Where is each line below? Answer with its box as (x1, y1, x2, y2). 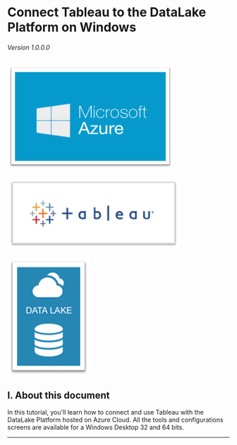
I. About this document (7, 389, 110, 401)
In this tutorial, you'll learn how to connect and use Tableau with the (7, 408, 205, 417)
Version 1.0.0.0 (7, 43, 51, 52)
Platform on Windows (7, 19, 137, 35)
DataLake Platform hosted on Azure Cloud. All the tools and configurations (7, 415, 224, 424)
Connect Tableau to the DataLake (7, 4, 207, 21)
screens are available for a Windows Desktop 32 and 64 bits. (7, 423, 185, 432)
